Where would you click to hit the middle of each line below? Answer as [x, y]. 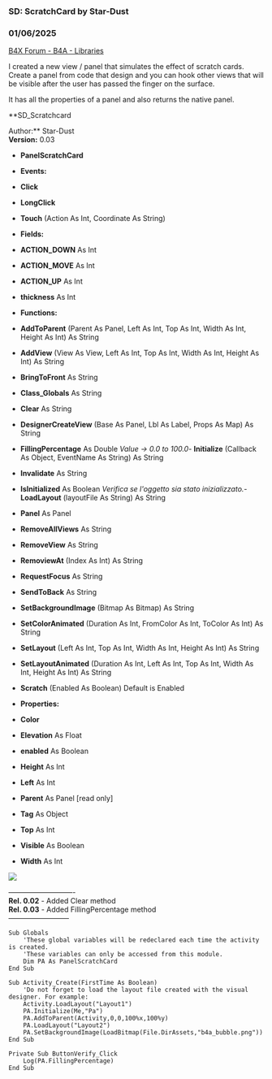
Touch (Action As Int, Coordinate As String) [93, 219]
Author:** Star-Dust [41, 131]
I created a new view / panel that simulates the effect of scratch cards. [126, 67]
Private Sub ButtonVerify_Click [63, 1054]
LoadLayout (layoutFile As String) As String [93, 498]
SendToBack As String [58, 592]
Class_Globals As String [61, 393]
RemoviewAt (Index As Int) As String [82, 561]
